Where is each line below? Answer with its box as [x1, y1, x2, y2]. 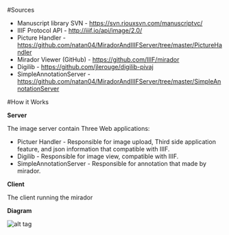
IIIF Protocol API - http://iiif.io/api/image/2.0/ [16, 27, 143, 34]
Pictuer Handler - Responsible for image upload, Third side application [16, 138, 216, 146]
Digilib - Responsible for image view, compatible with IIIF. [16, 152, 179, 160]
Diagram [7, 207, 32, 214]
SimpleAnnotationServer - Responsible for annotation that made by [16, 160, 207, 167]
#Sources [7, 6, 35, 14]
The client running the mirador [7, 193, 93, 201]
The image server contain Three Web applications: [7, 125, 150, 132]
